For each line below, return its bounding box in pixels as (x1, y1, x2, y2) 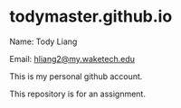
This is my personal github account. (9, 70, 143, 82)
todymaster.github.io (9, 6, 173, 27)
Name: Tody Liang (9, 36, 78, 47)
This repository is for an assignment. (9, 88, 147, 99)
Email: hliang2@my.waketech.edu (9, 53, 136, 64)
